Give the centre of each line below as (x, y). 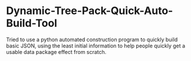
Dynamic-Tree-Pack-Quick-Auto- (90, 11)
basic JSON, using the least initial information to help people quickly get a (96, 46)
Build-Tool (32, 23)
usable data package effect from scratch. (56, 52)
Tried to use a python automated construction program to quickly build (92, 39)
